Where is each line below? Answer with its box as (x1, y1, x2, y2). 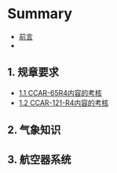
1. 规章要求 (7, 66, 60, 79)
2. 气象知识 (7, 123, 61, 137)
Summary (7, 5, 72, 23)
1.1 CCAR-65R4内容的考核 (18, 88, 103, 97)
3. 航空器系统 (7, 152, 71, 166)
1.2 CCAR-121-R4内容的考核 (18, 98, 109, 107)
